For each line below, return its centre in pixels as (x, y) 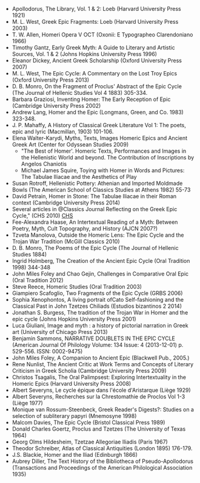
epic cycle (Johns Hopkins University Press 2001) (74, 319)
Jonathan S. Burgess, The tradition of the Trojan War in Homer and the (100, 312)
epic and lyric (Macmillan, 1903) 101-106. (63, 131)
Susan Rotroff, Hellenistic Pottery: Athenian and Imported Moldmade (97, 183)
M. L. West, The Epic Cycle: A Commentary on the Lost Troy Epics (95, 73)
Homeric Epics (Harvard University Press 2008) (72, 384)
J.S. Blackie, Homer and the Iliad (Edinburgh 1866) (75, 455)
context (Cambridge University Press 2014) (66, 203)
